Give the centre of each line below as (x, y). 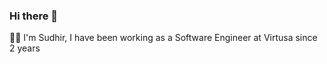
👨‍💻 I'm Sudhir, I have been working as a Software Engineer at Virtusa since (163, 38)
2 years (25, 48)
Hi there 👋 (34, 16)
